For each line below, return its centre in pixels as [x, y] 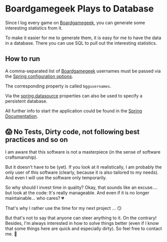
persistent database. [26, 101]
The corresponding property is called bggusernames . [58, 86]
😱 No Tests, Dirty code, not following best [72, 132]
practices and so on [37, 140]
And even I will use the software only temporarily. [56, 177]
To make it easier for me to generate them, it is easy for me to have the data [83, 38]
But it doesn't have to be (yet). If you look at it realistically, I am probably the [83, 167]
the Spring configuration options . [39, 76]
